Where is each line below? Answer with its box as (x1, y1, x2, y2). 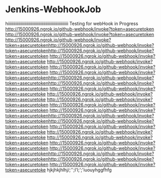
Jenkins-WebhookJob (5, 4, 102, 15)
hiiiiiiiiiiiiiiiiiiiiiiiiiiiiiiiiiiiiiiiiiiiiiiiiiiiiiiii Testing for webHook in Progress (5, 20, 139, 27)
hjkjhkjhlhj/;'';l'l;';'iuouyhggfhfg (47, 167, 112, 173)
